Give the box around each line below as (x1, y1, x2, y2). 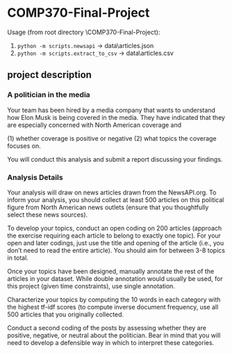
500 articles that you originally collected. (7, 310, 124, 318)
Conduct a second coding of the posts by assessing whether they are (7, 323, 207, 332)
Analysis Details (7, 172, 64, 182)
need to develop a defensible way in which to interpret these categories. (7, 338, 215, 346)
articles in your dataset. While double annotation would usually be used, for (7, 274, 224, 283)
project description (7, 69, 92, 81)
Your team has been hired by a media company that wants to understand (7, 106, 215, 114)
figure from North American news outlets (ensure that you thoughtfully (7, 203, 209, 211)
